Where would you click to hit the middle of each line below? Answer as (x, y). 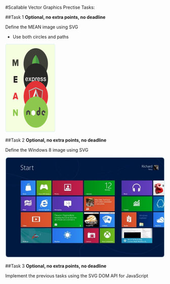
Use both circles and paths (41, 37)
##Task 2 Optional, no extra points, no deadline (56, 140)
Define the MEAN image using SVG (42, 27)
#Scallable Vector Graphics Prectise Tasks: (50, 7)
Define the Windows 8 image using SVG (47, 150)
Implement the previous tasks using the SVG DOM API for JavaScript (77, 275)
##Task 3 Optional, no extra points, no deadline (56, 266)
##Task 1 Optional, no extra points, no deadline (55, 17)
